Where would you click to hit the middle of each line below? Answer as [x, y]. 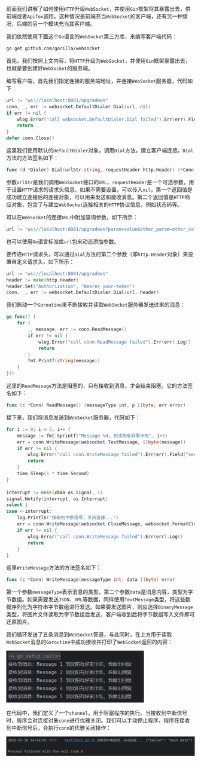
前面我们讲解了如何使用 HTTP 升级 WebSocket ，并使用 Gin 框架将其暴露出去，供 [98, 9]
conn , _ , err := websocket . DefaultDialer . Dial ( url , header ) [83, 293]
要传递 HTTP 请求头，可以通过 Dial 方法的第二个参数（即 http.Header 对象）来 [97, 254]
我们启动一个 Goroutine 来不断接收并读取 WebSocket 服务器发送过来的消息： [96, 305]
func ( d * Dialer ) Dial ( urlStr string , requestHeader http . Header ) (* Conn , [101, 170]
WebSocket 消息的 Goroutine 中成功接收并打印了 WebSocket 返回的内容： [90, 642]
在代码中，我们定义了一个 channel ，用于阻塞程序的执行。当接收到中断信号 [97, 713]
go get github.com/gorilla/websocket [53, 48]
